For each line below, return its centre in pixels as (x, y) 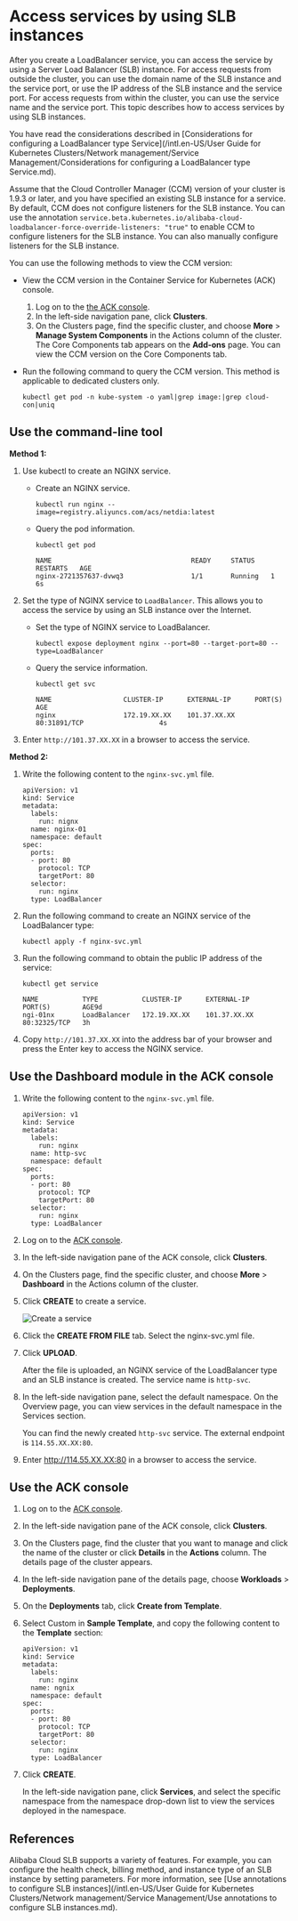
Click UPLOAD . (50, 1352)
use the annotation (44, 217)
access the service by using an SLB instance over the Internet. (137, 609)
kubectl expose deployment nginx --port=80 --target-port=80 (151, 643)
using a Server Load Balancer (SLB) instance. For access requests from (140, 69)
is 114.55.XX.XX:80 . (57, 1442)
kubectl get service (60, 984)
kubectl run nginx (69, 504)
